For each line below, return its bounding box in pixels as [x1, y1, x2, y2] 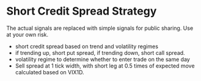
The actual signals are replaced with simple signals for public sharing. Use [6, 24, 194, 32]
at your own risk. [6, 30, 49, 38]
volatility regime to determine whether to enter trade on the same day [15, 55, 191, 63]
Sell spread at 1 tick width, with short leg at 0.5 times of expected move [15, 62, 195, 69]
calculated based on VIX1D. [15, 68, 84, 76]
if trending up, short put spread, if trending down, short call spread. [15, 49, 185, 56]
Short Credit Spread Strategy [6, 4, 157, 18]
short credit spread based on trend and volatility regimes [15, 43, 159, 50]
